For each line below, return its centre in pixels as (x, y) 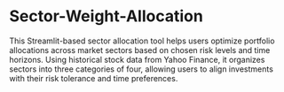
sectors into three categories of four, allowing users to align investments (141, 69)
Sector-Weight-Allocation (106, 16)
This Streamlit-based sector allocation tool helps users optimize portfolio (142, 41)
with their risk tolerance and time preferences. (94, 78)
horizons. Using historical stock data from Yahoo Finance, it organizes (137, 59)
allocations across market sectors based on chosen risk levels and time (140, 50)
